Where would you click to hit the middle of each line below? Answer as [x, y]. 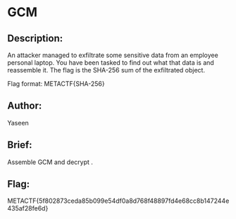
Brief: [20, 145]
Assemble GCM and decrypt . [50, 162]
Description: [35, 38]
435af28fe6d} [28, 208]
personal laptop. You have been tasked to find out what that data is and [111, 63]
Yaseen [18, 123]
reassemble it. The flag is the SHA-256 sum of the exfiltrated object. [106, 70]
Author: [25, 106]
